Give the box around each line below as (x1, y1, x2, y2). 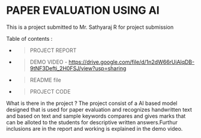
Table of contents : (6, 35, 53, 42)
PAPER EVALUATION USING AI (6, 4, 160, 17)
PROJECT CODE (29, 88, 71, 95)
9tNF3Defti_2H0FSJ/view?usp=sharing (29, 64, 127, 72)
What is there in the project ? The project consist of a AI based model (6, 100, 178, 107)
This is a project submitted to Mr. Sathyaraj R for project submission (6, 23, 174, 31)
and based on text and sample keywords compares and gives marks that (6, 112, 186, 119)
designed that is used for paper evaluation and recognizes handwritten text (6, 106, 192, 113)
